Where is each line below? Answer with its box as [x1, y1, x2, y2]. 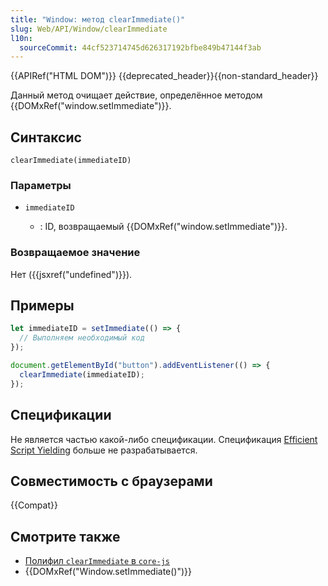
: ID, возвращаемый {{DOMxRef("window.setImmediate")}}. [39, 221, 288, 233]
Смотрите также [10, 528, 121, 545]
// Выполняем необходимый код [19, 333, 145, 343]
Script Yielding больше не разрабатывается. [10, 444, 198, 456]
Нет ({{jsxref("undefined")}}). [10, 268, 133, 280]
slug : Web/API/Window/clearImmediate [10, 24, 168, 34]
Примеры [10, 297, 75, 315]
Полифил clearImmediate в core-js [24, 555, 170, 567]
